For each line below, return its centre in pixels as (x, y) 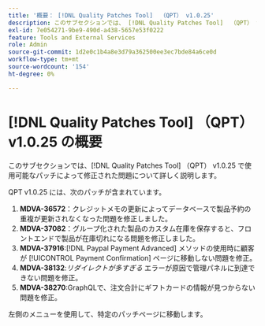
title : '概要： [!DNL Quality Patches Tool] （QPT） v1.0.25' (111, 15)
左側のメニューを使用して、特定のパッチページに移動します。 (108, 314)
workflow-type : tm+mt (44, 60)
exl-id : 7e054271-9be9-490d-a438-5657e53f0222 (86, 30)
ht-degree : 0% (32, 74)
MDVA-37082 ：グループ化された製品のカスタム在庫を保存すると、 (129, 228)
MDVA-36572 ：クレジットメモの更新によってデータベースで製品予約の (135, 209)
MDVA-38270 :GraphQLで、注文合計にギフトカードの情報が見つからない (138, 287)
